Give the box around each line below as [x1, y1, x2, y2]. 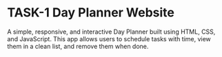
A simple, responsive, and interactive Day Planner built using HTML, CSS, [7, 27, 216, 36]
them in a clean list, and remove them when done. [7, 42, 149, 50]
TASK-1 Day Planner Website [7, 5, 174, 21]
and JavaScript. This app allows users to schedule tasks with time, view [7, 34, 212, 43]
